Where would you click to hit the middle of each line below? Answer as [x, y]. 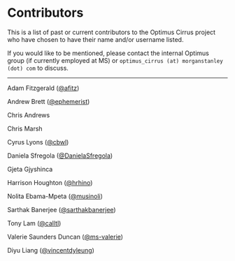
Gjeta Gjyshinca [30, 169]
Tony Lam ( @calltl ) [34, 223]
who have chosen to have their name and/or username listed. [95, 39]
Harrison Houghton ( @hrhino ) [50, 182]
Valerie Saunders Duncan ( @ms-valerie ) [65, 237]
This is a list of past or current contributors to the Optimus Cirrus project [111, 32]
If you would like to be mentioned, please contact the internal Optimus [108, 53]
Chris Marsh [25, 128]
